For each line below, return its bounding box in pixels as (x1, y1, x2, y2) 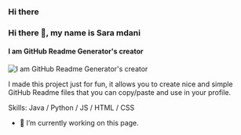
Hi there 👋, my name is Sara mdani (8, 27, 141, 38)
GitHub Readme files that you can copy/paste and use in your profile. (8, 88, 232, 97)
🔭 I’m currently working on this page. (19, 119, 139, 128)
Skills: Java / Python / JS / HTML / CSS (8, 103, 135, 112)
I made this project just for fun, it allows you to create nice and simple (8, 79, 233, 89)
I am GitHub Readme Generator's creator (8, 46, 144, 57)
